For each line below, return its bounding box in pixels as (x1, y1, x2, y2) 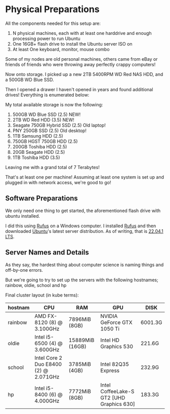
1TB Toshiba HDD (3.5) (12, 154, 60, 160)
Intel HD (100, 337, 120, 344)
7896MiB (68, 315, 91, 322)
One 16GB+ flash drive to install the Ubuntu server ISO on (12, 40, 133, 47)
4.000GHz (34, 397, 60, 404)
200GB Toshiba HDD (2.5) (12, 143, 67, 150)
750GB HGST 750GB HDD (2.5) (12, 138, 78, 144)
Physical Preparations (5, 4, 100, 15)
